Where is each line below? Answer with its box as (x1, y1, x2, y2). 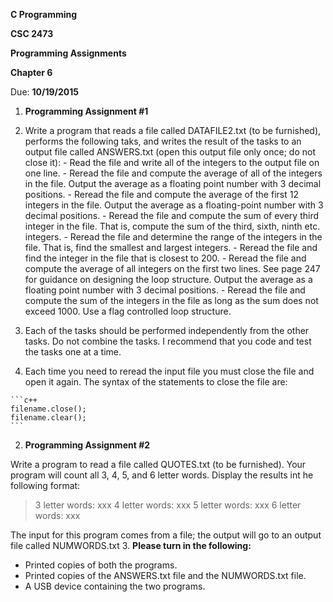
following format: (10, 480, 81, 491)
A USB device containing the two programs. (24, 580, 206, 592)
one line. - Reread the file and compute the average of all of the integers (24, 167, 323, 179)
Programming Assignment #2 (24, 439, 151, 451)
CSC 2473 (10, 28, 54, 39)
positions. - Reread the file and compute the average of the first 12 (24, 189, 299, 200)
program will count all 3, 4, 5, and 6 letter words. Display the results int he (10, 469, 314, 481)
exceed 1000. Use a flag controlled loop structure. (24, 305, 232, 317)
